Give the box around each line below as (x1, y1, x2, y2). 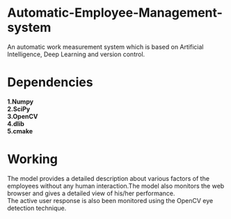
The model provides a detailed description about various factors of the (7, 174, 210, 182)
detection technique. (7, 204, 67, 212)
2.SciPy (7, 104, 31, 113)
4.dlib (7, 120, 24, 128)
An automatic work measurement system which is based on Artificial (7, 42, 204, 51)
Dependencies (7, 74, 93, 90)
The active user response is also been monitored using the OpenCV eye (7, 196, 214, 204)
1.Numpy (7, 97, 33, 106)
